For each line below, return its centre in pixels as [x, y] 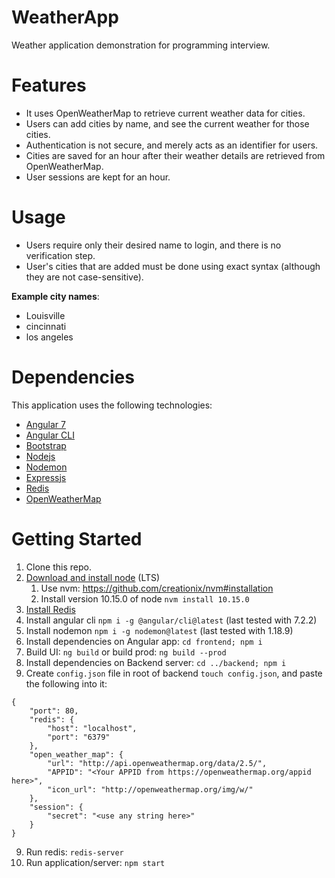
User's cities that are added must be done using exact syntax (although [173, 266]
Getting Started [77, 538]
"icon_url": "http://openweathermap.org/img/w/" [150, 789]
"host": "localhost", [92, 728]
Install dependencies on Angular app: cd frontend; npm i [144, 641]
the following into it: [66, 683]
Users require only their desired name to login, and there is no [153, 245]
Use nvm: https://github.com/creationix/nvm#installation [157, 588]
